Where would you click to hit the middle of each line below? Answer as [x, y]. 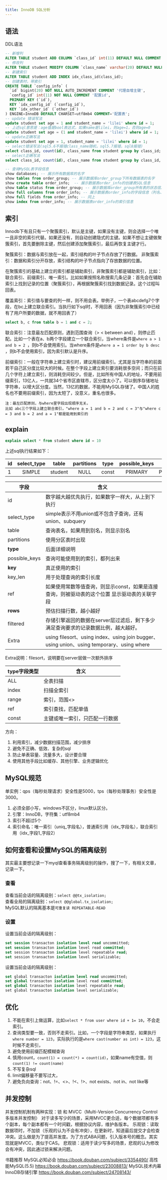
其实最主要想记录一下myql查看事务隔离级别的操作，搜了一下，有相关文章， [82, 863]
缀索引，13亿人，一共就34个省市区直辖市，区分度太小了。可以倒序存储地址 [82, 381]
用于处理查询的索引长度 [73, 577]
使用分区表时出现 [65, 540]
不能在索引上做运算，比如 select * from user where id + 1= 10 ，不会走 [86, 1020]
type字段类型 [23, 671]
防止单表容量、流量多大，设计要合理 [49, 755]
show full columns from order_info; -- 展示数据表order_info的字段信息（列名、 [84, 192]
